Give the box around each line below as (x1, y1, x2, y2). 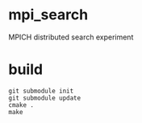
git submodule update (8, 94, 81, 102)
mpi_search (8, 6, 89, 24)
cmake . (8, 100, 35, 109)
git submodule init (8, 87, 74, 95)
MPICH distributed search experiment (8, 32, 134, 42)
